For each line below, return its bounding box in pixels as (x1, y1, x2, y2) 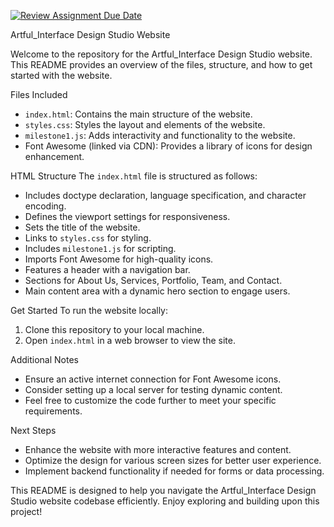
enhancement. (24, 151, 85, 162)
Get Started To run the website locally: (10, 305, 169, 316)
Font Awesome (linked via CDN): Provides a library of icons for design (24, 140, 313, 152)
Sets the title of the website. (24, 221, 141, 233)
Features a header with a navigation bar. (24, 264, 191, 275)
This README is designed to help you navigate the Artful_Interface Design (10, 485, 317, 496)
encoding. (24, 200, 67, 212)
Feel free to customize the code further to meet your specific (24, 395, 277, 406)
